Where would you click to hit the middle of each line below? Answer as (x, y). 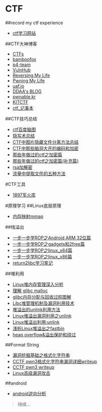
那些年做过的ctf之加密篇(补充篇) (45, 161)
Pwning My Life (29, 81)
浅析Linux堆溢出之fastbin (38, 328)
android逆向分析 (29, 393)
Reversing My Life (31, 75)
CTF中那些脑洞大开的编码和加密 (45, 148)
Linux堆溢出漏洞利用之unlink (42, 316)
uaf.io (18, 86)
